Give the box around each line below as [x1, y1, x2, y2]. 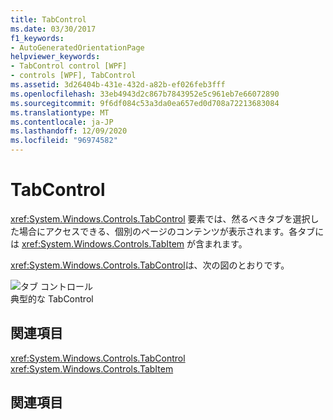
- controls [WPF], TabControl [10, 71, 137, 81]
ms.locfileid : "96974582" [10, 136, 118, 146]
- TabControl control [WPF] [10, 61, 128, 71]
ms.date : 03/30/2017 [10, 24, 97, 34]
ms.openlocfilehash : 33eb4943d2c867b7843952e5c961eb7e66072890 [10, 89, 280, 99]
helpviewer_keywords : [10, 52, 101, 62]
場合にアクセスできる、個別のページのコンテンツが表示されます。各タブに [18, 225, 325, 237]
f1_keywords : [10, 33, 65, 43]
